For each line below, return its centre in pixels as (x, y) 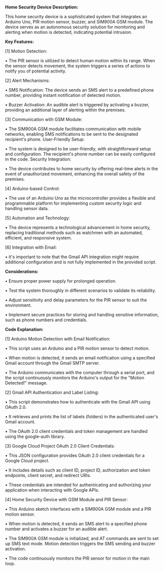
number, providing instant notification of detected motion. (63, 95)
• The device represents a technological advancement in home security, (78, 227)
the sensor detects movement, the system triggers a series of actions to (78, 66)
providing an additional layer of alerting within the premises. (65, 110)
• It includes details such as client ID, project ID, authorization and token (78, 470)
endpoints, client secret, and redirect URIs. (48, 475)
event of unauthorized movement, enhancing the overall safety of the (75, 174)
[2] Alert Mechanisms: (27, 81)
